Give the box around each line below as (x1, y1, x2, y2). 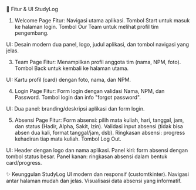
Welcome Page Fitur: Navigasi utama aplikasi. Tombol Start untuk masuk (14, 17, 190, 24)
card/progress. (6, 159, 42, 166)
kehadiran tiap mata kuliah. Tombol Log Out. (14, 135, 121, 142)
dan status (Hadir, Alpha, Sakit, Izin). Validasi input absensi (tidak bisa (14, 123, 183, 129)
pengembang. (14, 29, 49, 36)
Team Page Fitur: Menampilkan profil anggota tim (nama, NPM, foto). (14, 59, 181, 65)
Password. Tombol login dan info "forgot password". (14, 94, 141, 101)
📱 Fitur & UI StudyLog (6, 6, 59, 12)
